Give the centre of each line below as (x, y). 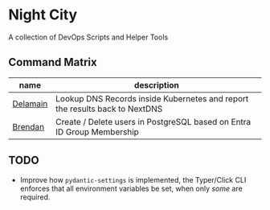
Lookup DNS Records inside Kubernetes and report (152, 98)
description (156, 84)
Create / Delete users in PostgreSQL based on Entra (153, 121)
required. (35, 197)
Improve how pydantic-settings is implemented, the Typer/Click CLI (133, 179)
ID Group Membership (97, 132)
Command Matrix (53, 62)
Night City (43, 15)
